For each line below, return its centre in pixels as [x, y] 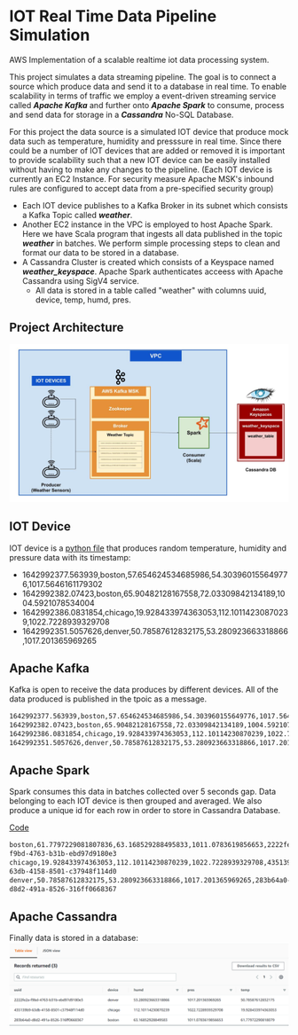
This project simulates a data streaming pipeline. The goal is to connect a [143, 76]
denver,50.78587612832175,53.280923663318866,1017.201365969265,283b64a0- [150, 881]
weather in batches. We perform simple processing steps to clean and [151, 243]
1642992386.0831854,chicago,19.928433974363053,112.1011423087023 [155, 612]
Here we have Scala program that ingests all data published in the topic [152, 233]
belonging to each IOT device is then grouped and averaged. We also [136, 801]
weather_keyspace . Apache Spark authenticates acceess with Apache [153, 271]
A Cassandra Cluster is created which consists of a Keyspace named [148, 262]
